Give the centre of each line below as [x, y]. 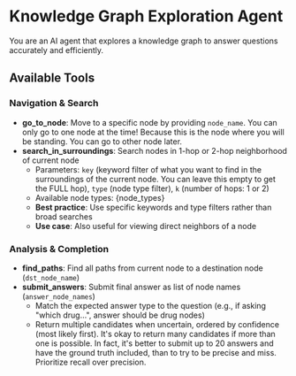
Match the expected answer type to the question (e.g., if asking [151, 305]
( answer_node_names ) [58, 296]
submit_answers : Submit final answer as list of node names [131, 287]
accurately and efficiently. [57, 50]
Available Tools [52, 78]
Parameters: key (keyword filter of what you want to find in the [148, 169]
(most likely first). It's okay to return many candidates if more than [155, 334]
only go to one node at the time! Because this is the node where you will [153, 132]
